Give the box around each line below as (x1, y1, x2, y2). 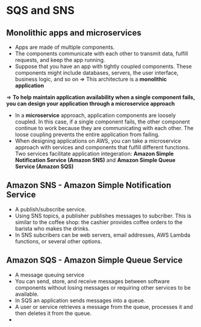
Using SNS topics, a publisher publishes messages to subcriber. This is (14, 212, 191, 219)
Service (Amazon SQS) (14, 163, 74, 170)
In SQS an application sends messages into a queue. (14, 296, 146, 304)
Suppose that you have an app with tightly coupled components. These (14, 63, 192, 70)
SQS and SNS (6, 4, 75, 17)
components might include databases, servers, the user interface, (14, 69, 179, 76)
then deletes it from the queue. (14, 310, 92, 317)
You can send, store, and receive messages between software (14, 278, 170, 285)
